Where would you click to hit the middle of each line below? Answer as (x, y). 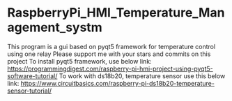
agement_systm (55, 27)
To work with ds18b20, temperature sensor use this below (142, 76)
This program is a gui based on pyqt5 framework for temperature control (111, 46)
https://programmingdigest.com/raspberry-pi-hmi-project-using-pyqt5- (110, 68)
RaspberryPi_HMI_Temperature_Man (116, 13)
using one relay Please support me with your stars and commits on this (109, 54)
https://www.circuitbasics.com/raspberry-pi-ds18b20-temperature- (117, 83)
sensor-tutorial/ (30, 91)
